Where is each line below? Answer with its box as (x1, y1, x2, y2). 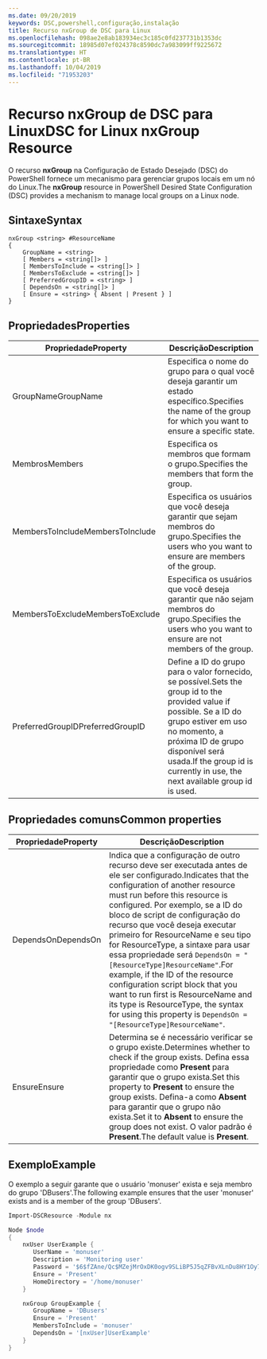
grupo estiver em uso (167, 716, 248, 727)
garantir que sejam (167, 511, 238, 522)
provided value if (167, 696, 230, 707)
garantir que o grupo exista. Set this (108, 1072, 240, 1082)
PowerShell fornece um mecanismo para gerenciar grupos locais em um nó (8, 173, 256, 183)
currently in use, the (167, 765, 242, 777)
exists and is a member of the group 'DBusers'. (8, 1196, 162, 1205)
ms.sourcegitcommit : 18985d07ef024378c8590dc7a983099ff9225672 (8, 41, 222, 49)
